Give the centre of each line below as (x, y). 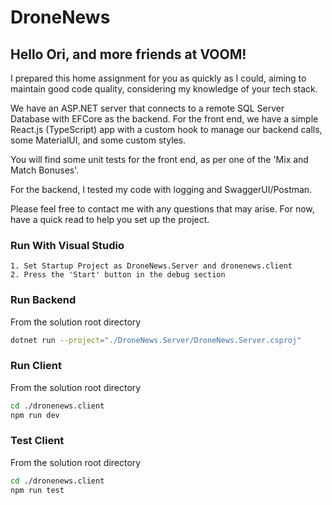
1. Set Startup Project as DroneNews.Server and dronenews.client (151, 266)
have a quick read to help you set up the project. (110, 219)
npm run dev (35, 415)
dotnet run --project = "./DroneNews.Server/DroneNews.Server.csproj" (156, 340)
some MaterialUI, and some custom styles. (98, 140)
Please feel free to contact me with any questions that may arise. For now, (162, 209)
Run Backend (43, 300)
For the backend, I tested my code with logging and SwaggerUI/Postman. (161, 189)
